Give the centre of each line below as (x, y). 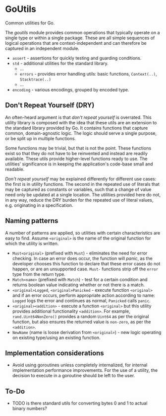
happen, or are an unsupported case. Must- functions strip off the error (85, 269)
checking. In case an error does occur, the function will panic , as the (82, 258)
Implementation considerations (55, 353)
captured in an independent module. (42, 48)
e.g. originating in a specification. (39, 205)
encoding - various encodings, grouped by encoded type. (71, 89)
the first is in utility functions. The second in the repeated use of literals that (83, 184)
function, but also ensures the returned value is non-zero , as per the (82, 322)
